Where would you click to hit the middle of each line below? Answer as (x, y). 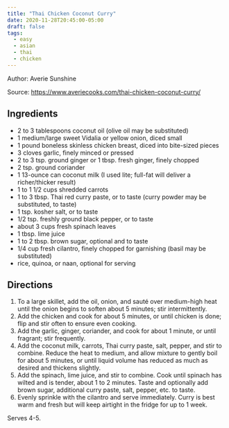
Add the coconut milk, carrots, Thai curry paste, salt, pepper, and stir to (119, 346)
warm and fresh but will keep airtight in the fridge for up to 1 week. (112, 405)
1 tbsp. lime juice (41, 234)
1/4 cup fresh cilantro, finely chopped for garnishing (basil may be (112, 248)
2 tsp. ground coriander (51, 167)
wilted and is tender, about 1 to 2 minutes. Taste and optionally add (112, 383)
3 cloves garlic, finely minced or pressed (75, 153)
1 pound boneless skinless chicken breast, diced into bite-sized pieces (118, 145)
